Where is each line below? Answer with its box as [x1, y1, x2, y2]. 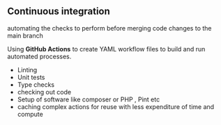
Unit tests [17, 73, 45, 81]
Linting [17, 65, 38, 74]
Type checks [17, 80, 55, 89]
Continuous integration [7, 6, 110, 17]
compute [17, 110, 43, 118]
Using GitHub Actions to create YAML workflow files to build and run [7, 44, 206, 53]
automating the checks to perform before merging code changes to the [7, 24, 212, 32]
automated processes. [7, 52, 72, 60]
